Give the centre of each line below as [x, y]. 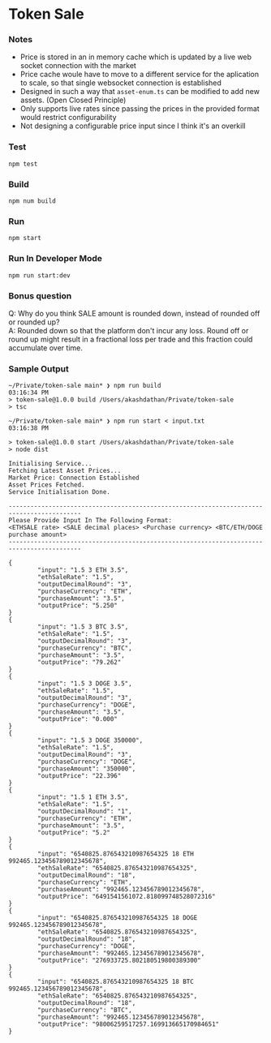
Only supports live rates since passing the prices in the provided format [140, 109]
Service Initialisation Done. [60, 492]
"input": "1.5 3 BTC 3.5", [83, 627]
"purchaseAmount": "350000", [87, 769]
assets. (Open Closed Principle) [73, 100]
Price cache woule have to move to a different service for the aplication [140, 75]
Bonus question [40, 295]
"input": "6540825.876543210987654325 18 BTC [116, 982]
